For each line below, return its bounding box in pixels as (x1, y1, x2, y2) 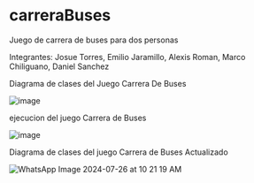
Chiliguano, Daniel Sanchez (9, 61, 110, 72)
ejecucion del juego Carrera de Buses (9, 112, 147, 123)
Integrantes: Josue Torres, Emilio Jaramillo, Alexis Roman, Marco (9, 51, 246, 62)
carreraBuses (9, 5, 112, 26)
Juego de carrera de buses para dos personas (9, 34, 179, 45)
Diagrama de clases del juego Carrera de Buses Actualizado (9, 147, 228, 157)
